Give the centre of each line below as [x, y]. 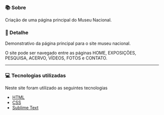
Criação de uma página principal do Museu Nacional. [59, 20]
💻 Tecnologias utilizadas [35, 76]
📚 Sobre [16, 7]
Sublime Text [25, 107]
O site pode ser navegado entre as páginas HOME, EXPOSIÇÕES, [71, 53]
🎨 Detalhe [17, 33]
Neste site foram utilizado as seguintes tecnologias [56, 88]
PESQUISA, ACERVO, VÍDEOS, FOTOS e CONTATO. [56, 58]
